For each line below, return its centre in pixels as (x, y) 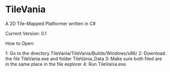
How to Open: (20, 43)
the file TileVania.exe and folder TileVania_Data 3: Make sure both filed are (84, 58)
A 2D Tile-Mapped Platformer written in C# (50, 23)
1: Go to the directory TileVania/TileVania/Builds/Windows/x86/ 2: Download (85, 53)
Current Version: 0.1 (26, 33)
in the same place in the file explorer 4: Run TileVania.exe (66, 64)
